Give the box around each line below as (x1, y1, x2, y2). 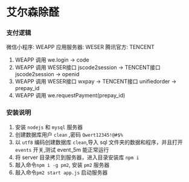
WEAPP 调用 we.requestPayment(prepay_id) (14, 92, 126, 99)
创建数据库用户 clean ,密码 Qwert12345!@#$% (14, 131, 123, 138)
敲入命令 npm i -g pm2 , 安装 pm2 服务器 (14, 161, 110, 168)
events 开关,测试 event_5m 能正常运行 (14, 146, 109, 153)
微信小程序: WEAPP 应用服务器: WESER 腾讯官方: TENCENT (6, 44, 155, 51)
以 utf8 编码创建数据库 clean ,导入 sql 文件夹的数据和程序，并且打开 (14, 138, 183, 146)
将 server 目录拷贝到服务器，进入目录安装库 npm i (14, 154, 139, 161)
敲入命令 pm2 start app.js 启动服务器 (14, 169, 108, 176)
